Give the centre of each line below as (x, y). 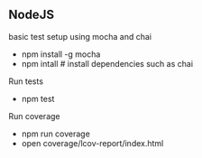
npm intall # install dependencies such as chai (107, 63)
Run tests (26, 81)
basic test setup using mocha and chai (80, 36)
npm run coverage (56, 134)
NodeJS (32, 15)
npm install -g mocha (61, 54)
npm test (38, 98)
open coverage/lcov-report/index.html (92, 143)
